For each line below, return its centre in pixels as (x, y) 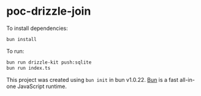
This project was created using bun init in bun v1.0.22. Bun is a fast (93, 79)
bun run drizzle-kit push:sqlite (49, 62)
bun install (21, 39)
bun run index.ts (28, 68)
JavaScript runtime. (42, 86)
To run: (15, 51)
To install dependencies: (37, 28)
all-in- (187, 79)
